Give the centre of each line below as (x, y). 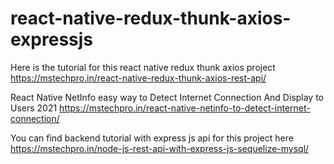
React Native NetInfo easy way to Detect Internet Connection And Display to (167, 97)
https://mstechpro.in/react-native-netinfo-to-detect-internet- (185, 108)
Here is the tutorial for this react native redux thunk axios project (143, 67)
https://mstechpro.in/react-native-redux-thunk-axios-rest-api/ (138, 78)
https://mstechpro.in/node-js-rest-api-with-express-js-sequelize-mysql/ (160, 148)
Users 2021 (34, 108)
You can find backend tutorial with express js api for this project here (152, 138)
